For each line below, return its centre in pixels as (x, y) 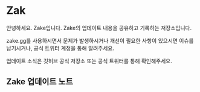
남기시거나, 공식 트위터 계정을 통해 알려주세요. (60, 48)
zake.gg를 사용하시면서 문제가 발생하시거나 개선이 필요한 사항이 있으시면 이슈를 (100, 40)
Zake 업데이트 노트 (40, 82)
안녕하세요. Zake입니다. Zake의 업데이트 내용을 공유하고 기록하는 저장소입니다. (99, 28)
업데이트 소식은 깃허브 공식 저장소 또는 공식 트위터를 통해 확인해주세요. (89, 61)
